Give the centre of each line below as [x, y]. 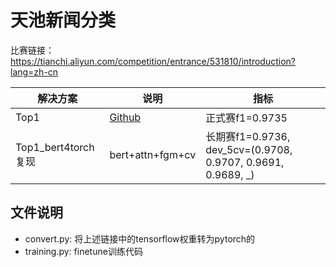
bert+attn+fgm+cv [153, 154]
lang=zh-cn [34, 72]
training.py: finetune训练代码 [83, 251]
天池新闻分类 [63, 20]
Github [125, 117]
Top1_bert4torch [55, 147]
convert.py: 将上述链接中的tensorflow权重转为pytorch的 [140, 238]
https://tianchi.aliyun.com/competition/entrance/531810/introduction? [153, 61]
